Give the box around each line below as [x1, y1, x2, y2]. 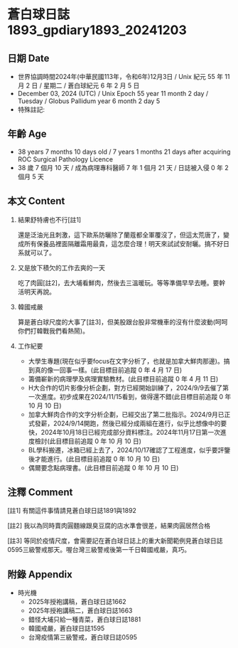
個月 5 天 [17, 172, 44, 181]
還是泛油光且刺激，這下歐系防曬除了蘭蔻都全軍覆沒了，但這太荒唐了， [17, 230, 224, 239]
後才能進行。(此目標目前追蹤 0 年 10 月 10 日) [28, 455, 161, 463]
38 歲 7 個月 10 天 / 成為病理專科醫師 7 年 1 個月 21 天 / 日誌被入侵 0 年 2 [17, 163, 229, 171]
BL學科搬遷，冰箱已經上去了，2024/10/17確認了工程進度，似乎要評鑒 [28, 445, 231, 454]
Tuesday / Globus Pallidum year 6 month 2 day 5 [17, 97, 161, 105]
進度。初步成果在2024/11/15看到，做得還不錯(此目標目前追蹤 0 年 [40, 392, 232, 400]
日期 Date [7, 52, 50, 64]
